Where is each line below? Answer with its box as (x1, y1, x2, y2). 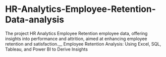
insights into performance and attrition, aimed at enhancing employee (5, 36, 147, 42)
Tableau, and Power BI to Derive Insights (5, 46, 88, 52)
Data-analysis (5, 14, 64, 25)
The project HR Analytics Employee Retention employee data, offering (5, 30, 148, 36)
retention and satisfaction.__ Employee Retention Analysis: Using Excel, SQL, (5, 41, 162, 47)
